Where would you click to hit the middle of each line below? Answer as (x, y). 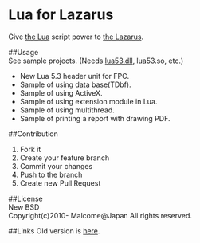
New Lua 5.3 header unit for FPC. (75, 76)
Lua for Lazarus (61, 15)
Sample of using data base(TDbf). (75, 84)
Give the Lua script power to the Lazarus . (76, 37)
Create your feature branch (65, 158)
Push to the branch (51, 174)
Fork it (30, 149)
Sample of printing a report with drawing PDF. (95, 118)
